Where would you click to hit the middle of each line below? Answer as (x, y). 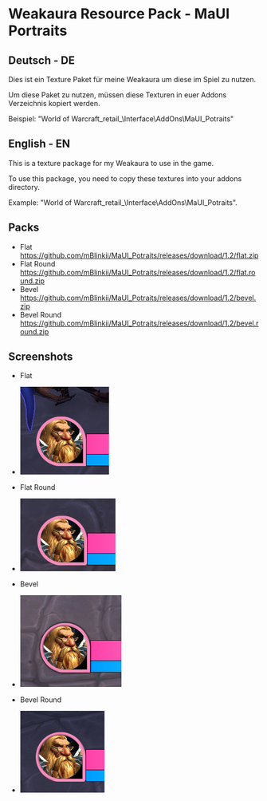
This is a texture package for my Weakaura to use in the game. (111, 163)
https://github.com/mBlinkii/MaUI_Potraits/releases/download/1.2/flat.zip (139, 255)
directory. (24, 187)
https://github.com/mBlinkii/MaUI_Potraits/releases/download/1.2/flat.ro (137, 272)
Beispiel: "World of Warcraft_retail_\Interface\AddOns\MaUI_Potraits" (121, 119)
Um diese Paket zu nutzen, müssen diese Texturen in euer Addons (118, 95)
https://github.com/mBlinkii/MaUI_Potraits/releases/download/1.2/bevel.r (139, 323)
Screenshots (41, 357)
